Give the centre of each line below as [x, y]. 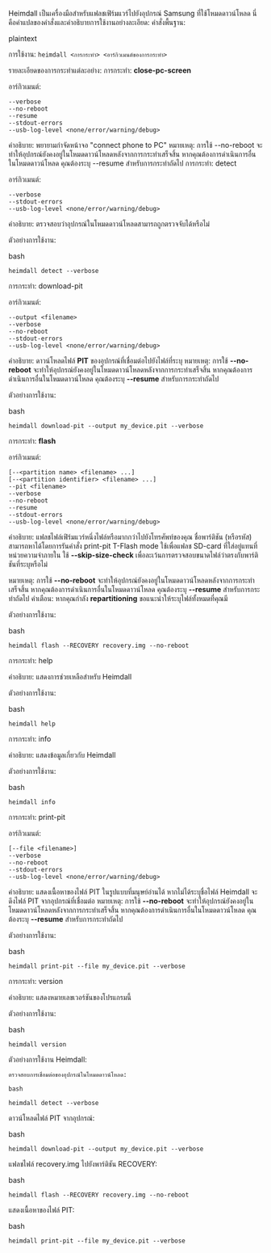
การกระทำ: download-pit [46, 286]
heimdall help [32, 724]
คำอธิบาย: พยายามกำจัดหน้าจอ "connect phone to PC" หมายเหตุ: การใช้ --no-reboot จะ [135, 145]
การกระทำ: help [31, 660]
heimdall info [32, 802]
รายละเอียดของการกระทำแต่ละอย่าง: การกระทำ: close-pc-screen [100, 70]
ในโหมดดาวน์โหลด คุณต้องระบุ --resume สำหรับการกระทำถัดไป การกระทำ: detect [123, 163]
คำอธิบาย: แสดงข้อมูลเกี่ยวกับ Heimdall [62, 755]
